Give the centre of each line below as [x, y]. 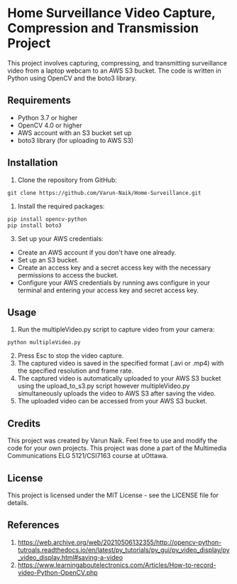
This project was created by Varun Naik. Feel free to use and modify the [112, 441]
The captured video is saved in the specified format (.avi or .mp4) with [121, 363]
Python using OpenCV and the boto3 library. [72, 78]
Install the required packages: [61, 206]
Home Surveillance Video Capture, [111, 13]
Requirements [39, 101]
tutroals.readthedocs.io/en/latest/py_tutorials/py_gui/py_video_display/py [123, 550]
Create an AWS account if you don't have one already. [97, 252]
